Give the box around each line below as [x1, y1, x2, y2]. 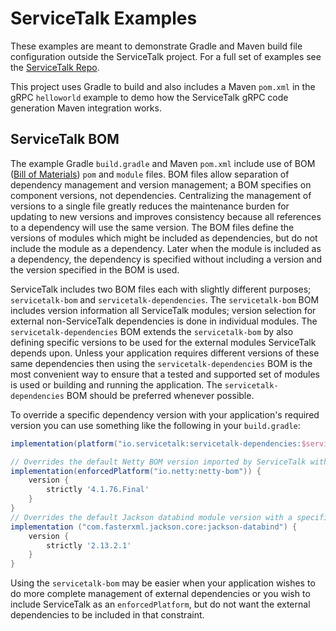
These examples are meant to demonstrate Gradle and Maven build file [10, 40, 303, 52]
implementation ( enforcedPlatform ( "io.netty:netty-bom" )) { [10, 466, 262, 476]
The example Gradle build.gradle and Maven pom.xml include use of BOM [10, 157, 316, 169]
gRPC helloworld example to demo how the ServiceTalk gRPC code [10, 91, 289, 103]
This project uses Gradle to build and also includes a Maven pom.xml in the [10, 80, 316, 92]
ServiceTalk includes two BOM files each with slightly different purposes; [10, 283, 312, 295]
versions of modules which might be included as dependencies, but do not [10, 232, 318, 244]
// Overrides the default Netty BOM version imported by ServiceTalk [10, 457, 307, 467]
